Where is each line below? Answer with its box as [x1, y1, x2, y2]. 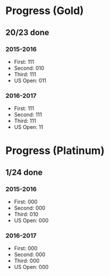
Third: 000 [13, 257, 40, 264]
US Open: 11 [13, 124, 43, 131]
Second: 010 [13, 64, 44, 71]
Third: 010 [13, 211, 39, 218]
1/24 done [5, 167, 43, 177]
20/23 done [5, 28, 49, 38]
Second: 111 [13, 111, 42, 118]
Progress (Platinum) [5, 144, 105, 158]
